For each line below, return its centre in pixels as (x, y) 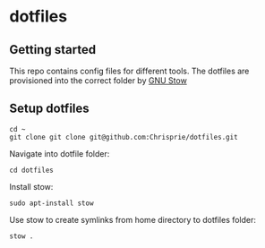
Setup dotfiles (49, 109)
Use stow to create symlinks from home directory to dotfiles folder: (133, 219)
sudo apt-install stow (51, 203)
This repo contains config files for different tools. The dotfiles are (129, 71)
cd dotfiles (31, 170)
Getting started (53, 50)
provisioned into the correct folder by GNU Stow (98, 81)
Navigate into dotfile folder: (60, 153)
